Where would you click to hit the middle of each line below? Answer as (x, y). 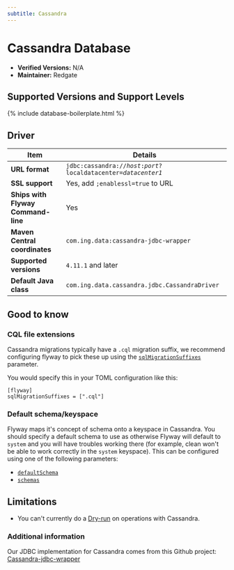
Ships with (29, 194)
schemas (28, 480)
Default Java (32, 281)
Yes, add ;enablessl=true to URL (119, 183)
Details (145, 155)
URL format (30, 169)
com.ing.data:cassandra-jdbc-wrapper (128, 241)
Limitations (32, 501)
